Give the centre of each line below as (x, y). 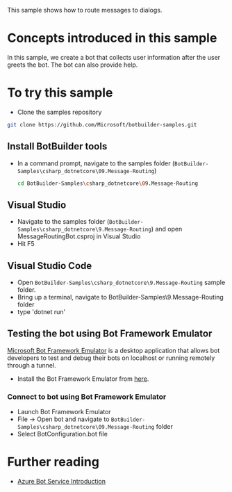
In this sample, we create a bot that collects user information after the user (114, 57)
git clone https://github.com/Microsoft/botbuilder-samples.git (102, 124)
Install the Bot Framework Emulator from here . (83, 379)
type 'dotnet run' (41, 312)
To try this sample (60, 93)
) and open (167, 229)
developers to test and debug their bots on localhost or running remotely (111, 358)
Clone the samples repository (59, 112)
